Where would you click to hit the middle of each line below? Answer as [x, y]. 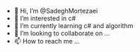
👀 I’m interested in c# [45, 18]
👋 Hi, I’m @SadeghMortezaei [56, 11]
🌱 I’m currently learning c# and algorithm [74, 26]
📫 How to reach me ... [47, 41]
